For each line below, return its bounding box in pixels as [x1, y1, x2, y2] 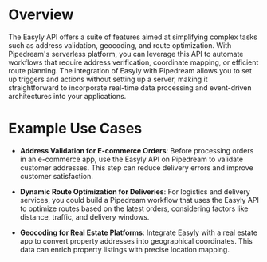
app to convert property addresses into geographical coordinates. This [19, 236, 253, 245]
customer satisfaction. [19, 171, 94, 181]
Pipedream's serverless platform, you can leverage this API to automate [8, 49, 244, 58]
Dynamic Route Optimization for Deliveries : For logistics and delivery [19, 186, 251, 196]
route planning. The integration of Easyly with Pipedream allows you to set [8, 65, 253, 75]
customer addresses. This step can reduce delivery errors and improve [19, 162, 253, 173]
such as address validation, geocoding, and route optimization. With [8, 40, 232, 50]
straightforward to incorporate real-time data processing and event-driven [8, 82, 253, 93]
